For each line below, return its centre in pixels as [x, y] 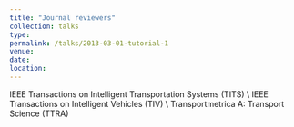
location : [28, 69]
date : [20, 60]
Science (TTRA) [39, 113]
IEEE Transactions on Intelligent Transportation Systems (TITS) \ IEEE [139, 94]
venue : [22, 52]
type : [20, 34]
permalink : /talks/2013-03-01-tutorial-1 [89, 43]
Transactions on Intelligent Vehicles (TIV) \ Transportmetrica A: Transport [147, 103]
